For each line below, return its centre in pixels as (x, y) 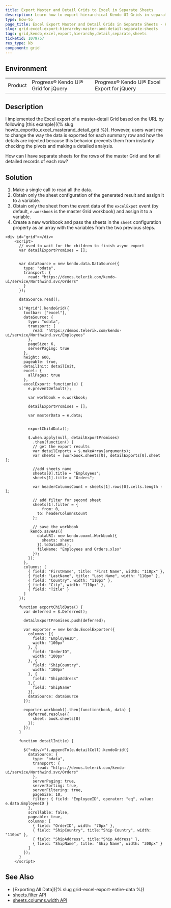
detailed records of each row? (37, 162)
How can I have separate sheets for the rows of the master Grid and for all (83, 156)
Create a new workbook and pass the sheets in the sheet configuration (87, 222)
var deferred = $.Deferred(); (55, 612)
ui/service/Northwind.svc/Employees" (45, 335)
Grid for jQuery (50, 89)
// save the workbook (55, 527)
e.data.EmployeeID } (27, 803)
